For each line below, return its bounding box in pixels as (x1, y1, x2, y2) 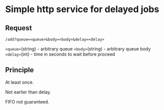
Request (5, 24, 32, 32)
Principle (5, 66, 34, 74)
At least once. (5, 79, 34, 85)
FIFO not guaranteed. (5, 98, 49, 104)
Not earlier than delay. (5, 89, 51, 95)
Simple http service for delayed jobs (5, 4, 159, 15)
